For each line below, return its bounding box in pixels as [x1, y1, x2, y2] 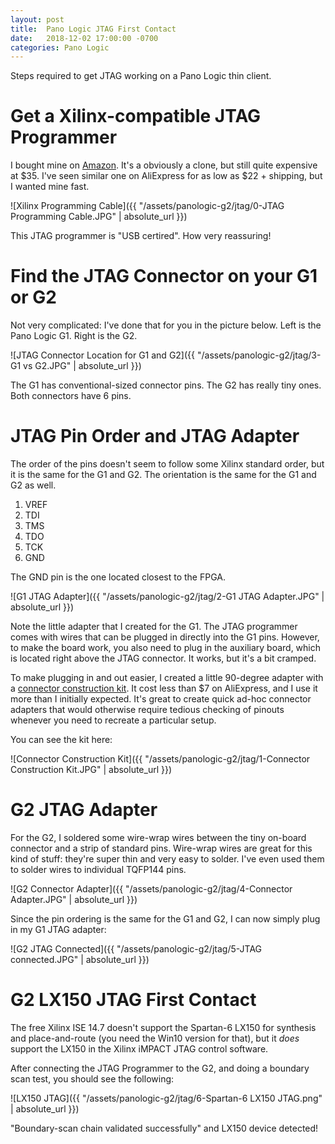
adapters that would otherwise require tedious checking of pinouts [10, 704, 285, 716]
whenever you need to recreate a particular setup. [10, 714, 217, 726]
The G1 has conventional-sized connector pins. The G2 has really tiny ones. [10, 379, 322, 391]
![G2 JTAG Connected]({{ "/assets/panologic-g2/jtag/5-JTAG [10, 943, 263, 955]
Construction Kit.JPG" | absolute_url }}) [10, 764, 173, 776]
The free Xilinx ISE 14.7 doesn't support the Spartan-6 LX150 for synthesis [10, 1021, 317, 1033]
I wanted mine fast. [10, 181, 90, 193]
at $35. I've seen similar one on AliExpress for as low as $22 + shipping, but [10, 170, 323, 182]
